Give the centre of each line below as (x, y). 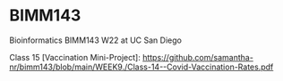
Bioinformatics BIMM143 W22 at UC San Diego (95, 40)
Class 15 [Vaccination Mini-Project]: (75, 57)
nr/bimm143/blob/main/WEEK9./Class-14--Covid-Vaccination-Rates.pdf (141, 67)
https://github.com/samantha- (197, 57)
